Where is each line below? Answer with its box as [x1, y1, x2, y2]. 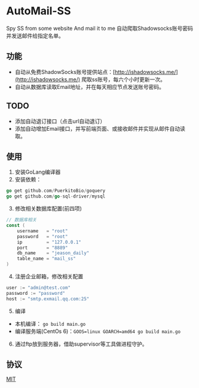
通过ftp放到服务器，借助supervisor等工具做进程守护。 [14, 340, 148, 347]
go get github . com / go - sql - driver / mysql [6, 193, 106, 199]
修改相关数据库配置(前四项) [14, 205, 82, 213]
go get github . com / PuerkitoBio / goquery [6, 188, 106, 194]
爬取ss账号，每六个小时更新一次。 [81, 76, 166, 83]
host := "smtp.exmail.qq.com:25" [6, 295, 90, 302]
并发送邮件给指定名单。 [6, 32, 64, 39]
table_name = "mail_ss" [17, 255, 76, 262]
